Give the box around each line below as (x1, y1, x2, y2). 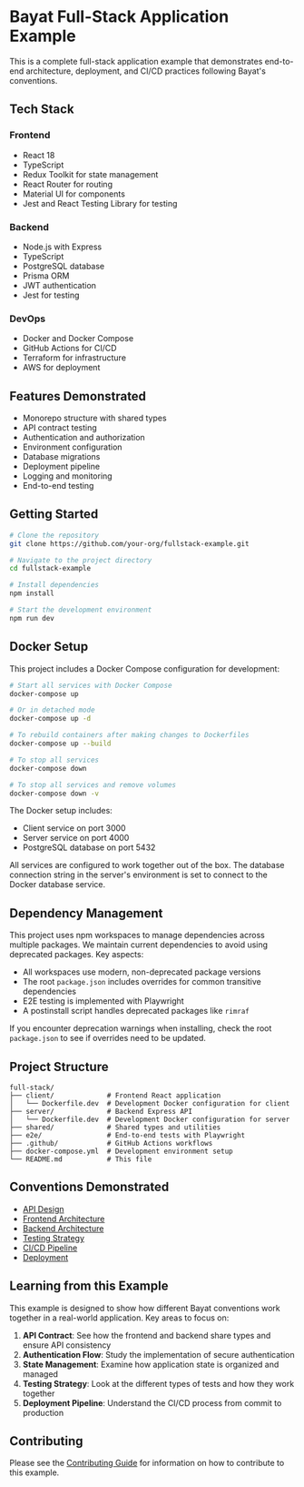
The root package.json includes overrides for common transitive (22, 976, 261, 987)
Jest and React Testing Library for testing (22, 197, 178, 208)
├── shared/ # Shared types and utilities (9, 1123, 221, 1132)
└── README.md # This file (9, 1155, 152, 1164)
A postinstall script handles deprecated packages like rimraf (22, 1006, 250, 1017)
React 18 (22, 149, 55, 160)
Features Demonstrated (9, 389, 147, 404)
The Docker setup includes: (9, 805, 113, 816)
